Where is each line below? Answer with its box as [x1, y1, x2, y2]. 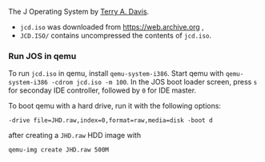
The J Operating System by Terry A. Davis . [8, 7, 150, 16]
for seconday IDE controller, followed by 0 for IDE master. [8, 85, 197, 95]
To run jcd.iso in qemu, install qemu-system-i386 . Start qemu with [8, 69, 224, 78]
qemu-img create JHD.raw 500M [8, 146, 110, 154]
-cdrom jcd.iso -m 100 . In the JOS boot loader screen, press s [50, 77, 258, 87]
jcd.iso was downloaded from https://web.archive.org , [19, 22, 204, 31]
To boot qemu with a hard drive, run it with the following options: [8, 101, 222, 111]
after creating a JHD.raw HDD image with [8, 131, 142, 140]
